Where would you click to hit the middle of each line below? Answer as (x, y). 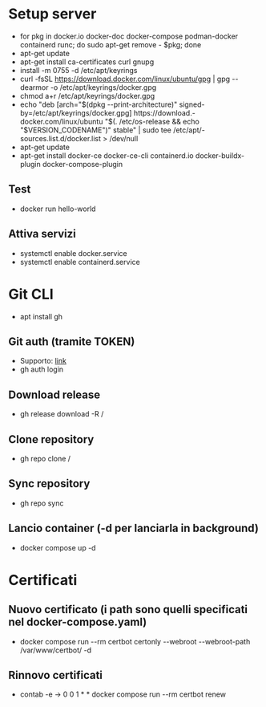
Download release (54, 394)
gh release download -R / (62, 414)
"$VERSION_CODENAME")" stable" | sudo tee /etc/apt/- (113, 130)
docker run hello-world (58, 209)
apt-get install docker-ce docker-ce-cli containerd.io (107, 155)
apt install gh (41, 316)
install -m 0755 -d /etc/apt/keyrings (79, 70)
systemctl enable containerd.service (80, 262)
